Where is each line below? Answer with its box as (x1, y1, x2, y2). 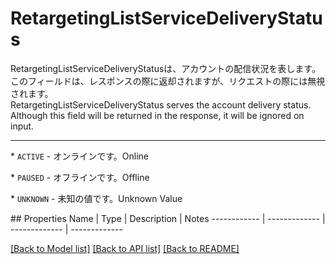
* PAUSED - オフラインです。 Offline (10, 171, 150, 183)
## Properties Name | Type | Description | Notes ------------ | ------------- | (10, 212, 326, 224)
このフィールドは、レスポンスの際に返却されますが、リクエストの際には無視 (10, 75, 326, 87)
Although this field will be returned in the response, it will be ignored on (10, 109, 305, 121)
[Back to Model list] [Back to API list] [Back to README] (10, 242, 240, 254)
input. (10, 120, 35, 132)
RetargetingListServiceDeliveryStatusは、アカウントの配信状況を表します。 (10, 62, 321, 74)
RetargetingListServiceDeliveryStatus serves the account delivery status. (10, 98, 312, 111)
